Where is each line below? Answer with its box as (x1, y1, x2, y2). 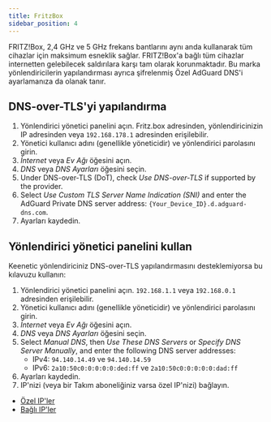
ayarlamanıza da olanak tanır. (8, 76, 106, 86)
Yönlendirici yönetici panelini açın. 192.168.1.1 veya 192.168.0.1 (19, 286, 236, 295)
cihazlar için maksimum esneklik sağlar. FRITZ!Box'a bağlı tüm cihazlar (8, 50, 245, 60)
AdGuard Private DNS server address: (19, 199, 148, 209)
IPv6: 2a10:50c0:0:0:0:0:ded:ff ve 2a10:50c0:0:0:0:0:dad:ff (32, 363, 239, 373)
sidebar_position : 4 (8, 19, 79, 28)
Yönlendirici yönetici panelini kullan (8, 239, 192, 253)
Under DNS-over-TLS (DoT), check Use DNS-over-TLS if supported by (19, 173, 256, 183)
